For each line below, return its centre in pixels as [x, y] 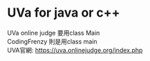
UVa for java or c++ [64, 13]
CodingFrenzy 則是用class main [53, 41]
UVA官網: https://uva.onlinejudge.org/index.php [75, 50]
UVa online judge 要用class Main [54, 33]
